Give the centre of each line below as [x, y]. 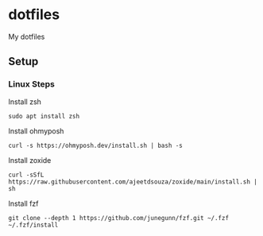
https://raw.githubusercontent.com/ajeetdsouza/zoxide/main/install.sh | [133, 182]
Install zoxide [30, 160]
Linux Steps [32, 84]
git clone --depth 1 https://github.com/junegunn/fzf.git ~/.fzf [118, 218]
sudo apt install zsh [44, 116]
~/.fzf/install [33, 225]
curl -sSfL [26, 175]
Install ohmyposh [36, 131]
